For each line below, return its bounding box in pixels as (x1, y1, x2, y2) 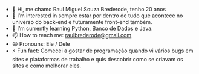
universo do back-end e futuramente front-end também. (11, 19, 152, 25)
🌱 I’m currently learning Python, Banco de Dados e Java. (11, 25, 153, 32)
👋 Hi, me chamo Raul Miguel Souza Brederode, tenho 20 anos (11, 6, 166, 13)
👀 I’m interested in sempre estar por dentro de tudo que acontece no (11, 12, 183, 19)
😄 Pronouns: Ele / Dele (11, 40, 70, 48)
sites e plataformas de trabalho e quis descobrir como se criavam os (11, 56, 183, 63)
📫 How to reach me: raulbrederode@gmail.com (11, 32, 132, 39)
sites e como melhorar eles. (11, 62, 82, 69)
